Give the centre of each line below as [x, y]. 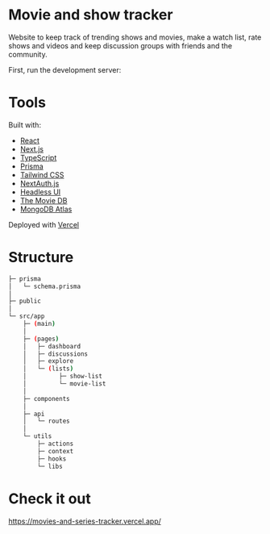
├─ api [34, 414]
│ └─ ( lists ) [48, 369]
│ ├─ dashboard [52, 346]
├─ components [46, 398]
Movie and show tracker [91, 15]
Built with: [25, 125]
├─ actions [56, 444]
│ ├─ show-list [63, 377]
